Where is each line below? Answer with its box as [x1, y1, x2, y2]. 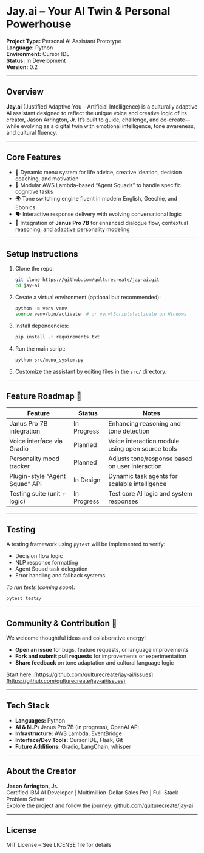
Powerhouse [6, 17, 72, 31]
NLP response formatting [15, 559, 78, 566]
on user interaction [108, 462, 162, 471]
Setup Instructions [6, 249, 78, 259]
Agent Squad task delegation [15, 565, 88, 573]
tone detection [108, 427, 150, 435]
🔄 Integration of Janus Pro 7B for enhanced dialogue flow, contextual [15, 219, 188, 226]
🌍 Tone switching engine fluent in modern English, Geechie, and [15, 195, 177, 202]
